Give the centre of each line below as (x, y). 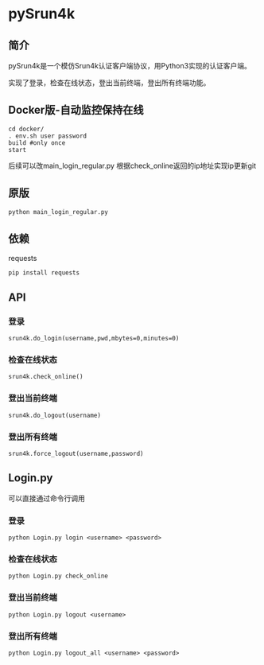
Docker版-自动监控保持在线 (76, 110)
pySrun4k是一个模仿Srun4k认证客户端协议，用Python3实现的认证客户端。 (130, 66)
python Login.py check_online (58, 576)
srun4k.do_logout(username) (55, 415)
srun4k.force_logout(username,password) (76, 453)
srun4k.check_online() (46, 377)
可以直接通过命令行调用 (47, 498)
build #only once (37, 143)
